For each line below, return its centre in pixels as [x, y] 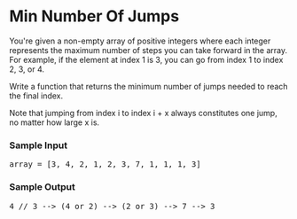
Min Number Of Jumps [94, 16]
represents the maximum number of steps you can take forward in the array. [148, 50]
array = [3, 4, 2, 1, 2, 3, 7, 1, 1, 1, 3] [105, 164]
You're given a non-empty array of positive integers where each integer [140, 41]
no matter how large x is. [55, 122]
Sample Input [39, 145]
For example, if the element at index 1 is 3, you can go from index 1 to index [146, 59]
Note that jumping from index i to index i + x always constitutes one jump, [143, 113]
